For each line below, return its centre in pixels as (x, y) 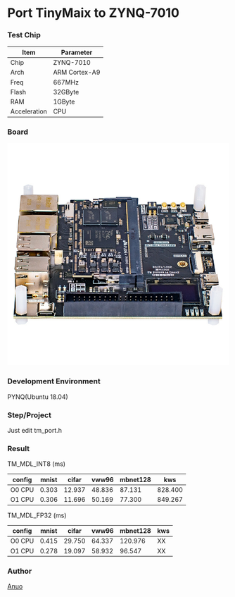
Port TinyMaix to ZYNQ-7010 (93, 13)
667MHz (66, 82)
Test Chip (24, 35)
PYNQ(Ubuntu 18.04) (38, 397)
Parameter (77, 52)
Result (19, 448)
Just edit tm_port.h (34, 430)
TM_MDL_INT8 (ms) (36, 464)
